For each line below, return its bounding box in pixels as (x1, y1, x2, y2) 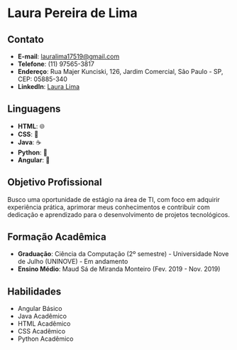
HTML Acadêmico (17, 319, 71, 328)
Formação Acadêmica (7, 231, 106, 243)
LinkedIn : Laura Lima (17, 83, 80, 90)
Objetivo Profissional (7, 176, 102, 189)
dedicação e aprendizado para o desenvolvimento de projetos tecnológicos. (7, 210, 231, 218)
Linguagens (7, 103, 61, 115)
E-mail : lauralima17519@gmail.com (17, 52, 120, 60)
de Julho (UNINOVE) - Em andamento (17, 258, 128, 266)
